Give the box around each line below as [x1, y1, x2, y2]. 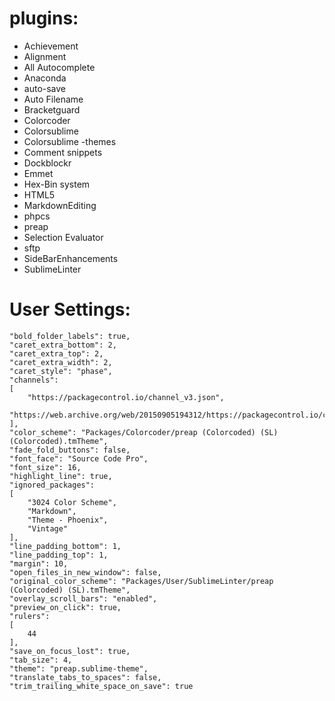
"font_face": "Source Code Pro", [9, 453, 149, 464]
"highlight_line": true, [9, 471, 113, 481]
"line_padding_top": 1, [9, 550, 109, 560]
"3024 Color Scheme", [27, 497, 117, 507]
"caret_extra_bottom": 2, [9, 340, 117, 350]
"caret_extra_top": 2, [9, 348, 104, 359]
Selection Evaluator [23, 231, 104, 243]
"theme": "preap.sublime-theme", [9, 663, 149, 674]
